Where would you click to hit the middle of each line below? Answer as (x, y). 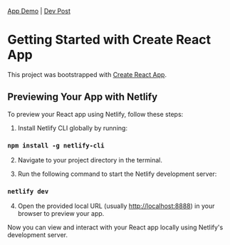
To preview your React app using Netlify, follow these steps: (95, 114)
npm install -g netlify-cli (56, 145)
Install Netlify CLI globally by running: (73, 127)
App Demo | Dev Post (39, 11)
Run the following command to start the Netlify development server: (117, 174)
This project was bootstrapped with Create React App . (87, 74)
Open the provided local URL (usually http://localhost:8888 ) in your (116, 206)
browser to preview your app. (61, 214)
